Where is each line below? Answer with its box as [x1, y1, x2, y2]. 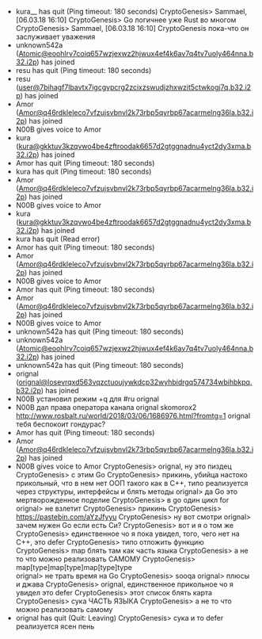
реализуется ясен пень [15, 622, 95, 631]
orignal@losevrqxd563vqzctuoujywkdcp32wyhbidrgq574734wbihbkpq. [18, 377, 253, 387]
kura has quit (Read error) [15, 234, 101, 243]
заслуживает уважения [15, 32, 96, 41]
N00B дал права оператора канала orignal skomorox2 [15, 403, 197, 411]
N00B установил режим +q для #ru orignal [15, 394, 160, 404]
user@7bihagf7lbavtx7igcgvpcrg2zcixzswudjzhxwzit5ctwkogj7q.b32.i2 [18, 82, 252, 92]
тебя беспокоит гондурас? [15, 419, 106, 429]
